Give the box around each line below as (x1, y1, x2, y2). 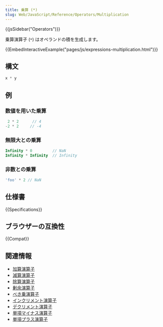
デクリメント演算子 (12, 304, 53, 310)
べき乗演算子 (12, 291, 39, 297)
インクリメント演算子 (12, 297, 57, 303)
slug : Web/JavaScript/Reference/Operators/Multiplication (5, 12, 129, 17)
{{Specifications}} (5, 206, 43, 212)
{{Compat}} (5, 236, 29, 242)
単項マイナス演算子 (12, 310, 53, 316)
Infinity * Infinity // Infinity (5, 153, 78, 158)
